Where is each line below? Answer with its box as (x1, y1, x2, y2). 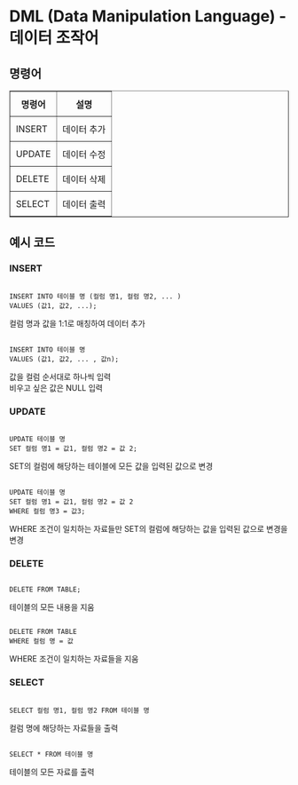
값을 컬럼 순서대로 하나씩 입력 (9, 371, 112, 382)
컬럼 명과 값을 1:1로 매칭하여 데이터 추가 (9, 318, 146, 329)
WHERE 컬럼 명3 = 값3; (9, 506, 86, 516)
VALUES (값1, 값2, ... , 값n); (9, 354, 120, 363)
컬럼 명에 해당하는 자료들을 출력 (9, 722, 119, 733)
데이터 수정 (61, 148, 106, 161)
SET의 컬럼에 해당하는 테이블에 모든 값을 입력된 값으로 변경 (9, 460, 214, 472)
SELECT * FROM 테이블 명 (9, 749, 94, 758)
